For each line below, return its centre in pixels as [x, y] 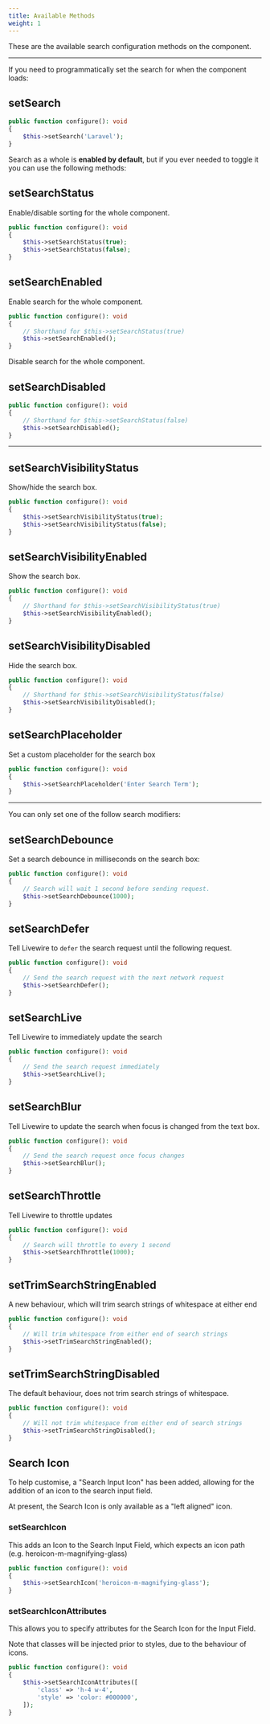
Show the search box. [44, 577]
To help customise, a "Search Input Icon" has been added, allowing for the [131, 1482]
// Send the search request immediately [91, 1067]
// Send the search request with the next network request [124, 978]
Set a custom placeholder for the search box [82, 754]
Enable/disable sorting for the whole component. [89, 212]
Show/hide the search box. [53, 487]
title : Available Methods [51, 16]
